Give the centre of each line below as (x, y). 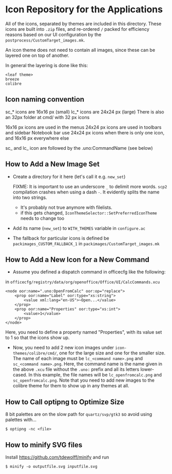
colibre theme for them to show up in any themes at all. (71, 386)
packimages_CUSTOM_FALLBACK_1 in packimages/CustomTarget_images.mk (86, 243)
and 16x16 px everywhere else (37, 138)
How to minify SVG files (44, 445)
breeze (12, 79)
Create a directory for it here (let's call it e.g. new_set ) (69, 176)
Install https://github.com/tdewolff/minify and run (57, 457)
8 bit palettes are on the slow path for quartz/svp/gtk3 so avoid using (79, 414)
